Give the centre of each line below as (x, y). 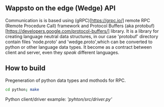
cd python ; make (22, 89)
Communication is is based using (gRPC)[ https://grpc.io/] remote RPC (78, 20)
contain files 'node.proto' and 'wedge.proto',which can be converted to (79, 42)
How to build (25, 68)
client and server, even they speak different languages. (62, 52)
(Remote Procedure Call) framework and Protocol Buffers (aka (70, 26)
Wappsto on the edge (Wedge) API (60, 8)
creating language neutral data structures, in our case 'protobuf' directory (82, 36)
